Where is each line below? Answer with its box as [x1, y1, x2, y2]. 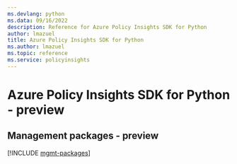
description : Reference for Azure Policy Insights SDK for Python [7, 23, 207, 30]
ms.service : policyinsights [7, 57, 91, 64]
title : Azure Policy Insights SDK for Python [7, 37, 144, 44]
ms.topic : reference [7, 50, 69, 57]
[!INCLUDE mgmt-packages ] [7, 148, 91, 157]
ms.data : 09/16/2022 [7, 17, 69, 24]
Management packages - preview [7, 130, 159, 142]
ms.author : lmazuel [7, 43, 65, 50]
